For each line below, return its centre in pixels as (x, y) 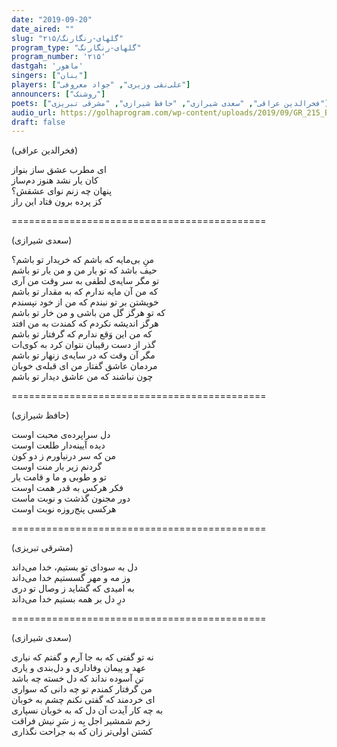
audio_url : (34, 112)
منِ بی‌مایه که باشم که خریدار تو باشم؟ (83, 260)
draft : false (38, 122)
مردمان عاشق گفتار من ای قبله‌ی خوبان (84, 366)
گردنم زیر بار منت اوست (57, 467)
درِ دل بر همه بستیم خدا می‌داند (68, 599)
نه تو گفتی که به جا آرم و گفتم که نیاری (82, 657)
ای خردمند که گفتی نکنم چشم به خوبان (83, 700)
